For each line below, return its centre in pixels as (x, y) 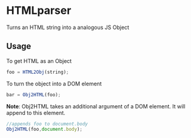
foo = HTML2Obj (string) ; (38, 72)
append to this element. (36, 113)
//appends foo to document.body (47, 124)
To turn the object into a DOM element (54, 84)
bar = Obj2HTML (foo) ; (34, 94)
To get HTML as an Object (39, 61)
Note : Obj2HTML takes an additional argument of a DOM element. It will (96, 106)
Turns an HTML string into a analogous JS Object (68, 27)
